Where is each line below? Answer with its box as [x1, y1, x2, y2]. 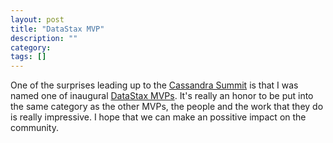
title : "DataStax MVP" [10, 24, 105, 34]
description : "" [10, 33, 78, 43]
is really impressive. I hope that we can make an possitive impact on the [10, 111, 307, 123]
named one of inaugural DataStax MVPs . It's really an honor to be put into [10, 90, 314, 102]
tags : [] [10, 52, 47, 62]
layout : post [10, 14, 65, 25]
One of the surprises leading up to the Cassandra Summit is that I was [10, 79, 299, 91]
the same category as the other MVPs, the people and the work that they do [10, 101, 324, 113]
